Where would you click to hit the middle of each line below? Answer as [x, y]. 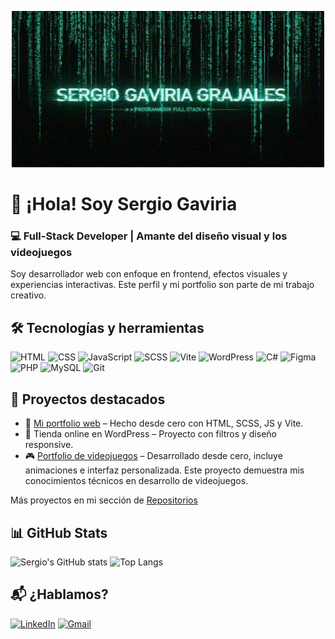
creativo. [28, 295]
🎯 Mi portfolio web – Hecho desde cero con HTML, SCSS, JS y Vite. [164, 423]
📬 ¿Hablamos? [59, 594]
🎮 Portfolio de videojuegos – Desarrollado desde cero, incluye [153, 456]
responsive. [49, 445]
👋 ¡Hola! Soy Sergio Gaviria [124, 204]
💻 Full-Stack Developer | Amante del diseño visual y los [149, 236]
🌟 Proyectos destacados [88, 399]
